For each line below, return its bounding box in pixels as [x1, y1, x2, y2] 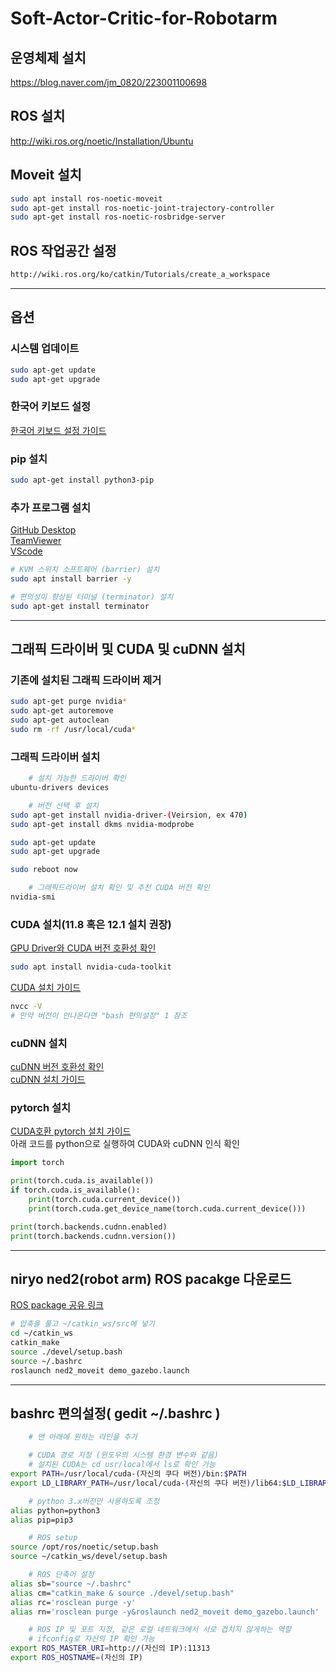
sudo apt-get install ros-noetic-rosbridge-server [10, 212, 226, 222]
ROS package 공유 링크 [10, 1299, 104, 1311]
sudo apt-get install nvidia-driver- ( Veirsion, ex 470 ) [10, 810, 248, 820]
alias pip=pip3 [10, 1515, 74, 1525]
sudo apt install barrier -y [10, 574, 132, 584]
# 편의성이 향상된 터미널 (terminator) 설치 [10, 592, 174, 602]
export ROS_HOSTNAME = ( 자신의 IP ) [10, 1653, 143, 1663]
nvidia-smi [10, 892, 56, 902]
